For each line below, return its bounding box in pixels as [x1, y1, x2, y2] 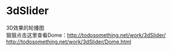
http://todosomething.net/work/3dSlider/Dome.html [6, 38, 132, 45]
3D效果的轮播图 [6, 24, 44, 31]
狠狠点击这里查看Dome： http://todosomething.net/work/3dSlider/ [6, 31, 166, 39]
